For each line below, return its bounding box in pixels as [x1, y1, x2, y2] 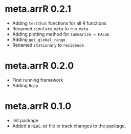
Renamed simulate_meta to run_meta [12, 25, 89, 31]
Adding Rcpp [12, 82, 38, 88]
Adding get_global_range [12, 36, 66, 43]
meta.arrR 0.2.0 [5, 60, 74, 72]
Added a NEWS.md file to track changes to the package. [12, 123, 126, 129]
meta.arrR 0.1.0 [5, 101, 72, 112]
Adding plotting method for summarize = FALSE [12, 31, 110, 37]
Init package [12, 117, 39, 123]
